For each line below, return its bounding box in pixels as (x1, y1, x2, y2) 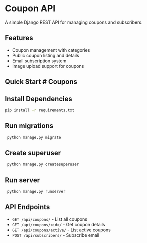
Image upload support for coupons (12, 63, 84, 69)
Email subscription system (12, 58, 67, 64)
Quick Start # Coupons (5, 78, 77, 86)
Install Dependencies (5, 94, 72, 103)
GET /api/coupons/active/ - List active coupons (12, 227, 111, 233)
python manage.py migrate (7, 135, 61, 140)
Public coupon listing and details (12, 52, 80, 58)
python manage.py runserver (7, 189, 66, 194)
